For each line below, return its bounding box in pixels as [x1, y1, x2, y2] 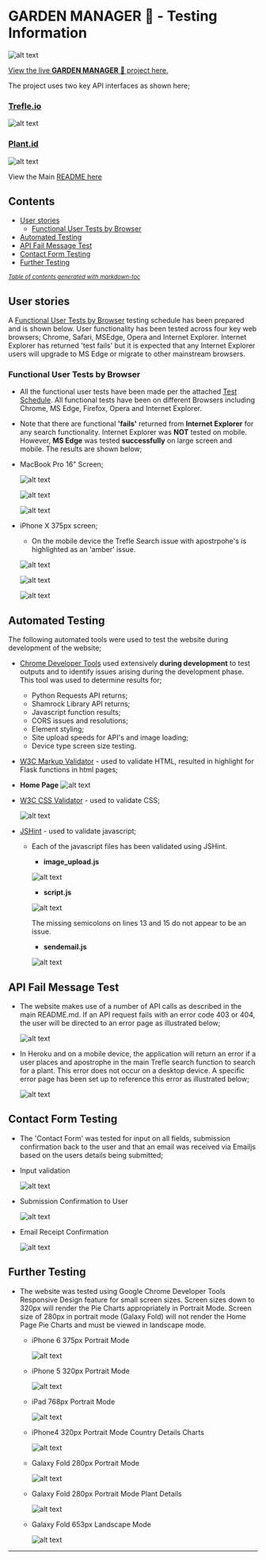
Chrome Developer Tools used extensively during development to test [19, 659, 251, 668]
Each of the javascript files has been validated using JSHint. [31, 842, 228, 851]
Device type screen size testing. [31, 741, 137, 751]
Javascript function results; [31, 708, 121, 717]
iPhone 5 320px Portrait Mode [31, 1366, 131, 1375]
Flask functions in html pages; [19, 765, 118, 774]
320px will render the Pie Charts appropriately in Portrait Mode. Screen [19, 1303, 252, 1313]
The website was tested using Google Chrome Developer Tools [19, 1286, 226, 1296]
